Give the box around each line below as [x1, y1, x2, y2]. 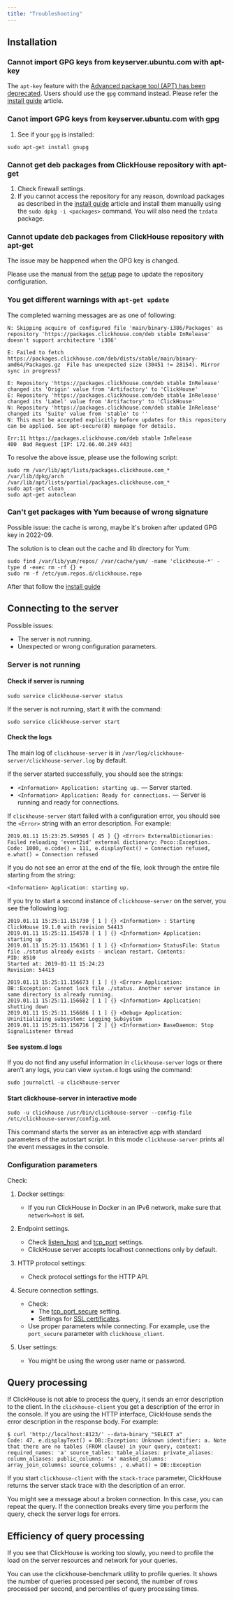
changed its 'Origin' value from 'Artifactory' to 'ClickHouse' [7, 386, 198, 393]
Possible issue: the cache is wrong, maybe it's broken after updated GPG [7, 523, 218, 531]
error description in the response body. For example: [7, 1417, 159, 1426]
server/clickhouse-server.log [7, 757, 96, 764]
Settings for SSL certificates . [38, 1314, 121, 1323]
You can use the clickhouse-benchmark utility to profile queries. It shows [7, 1570, 218, 1578]
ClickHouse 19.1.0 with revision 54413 [7, 924, 124, 931]
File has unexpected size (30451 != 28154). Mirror [66, 361, 220, 368]
